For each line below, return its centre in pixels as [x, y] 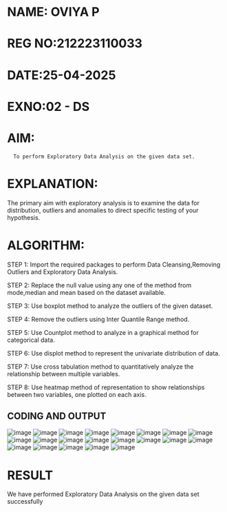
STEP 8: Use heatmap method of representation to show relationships [106, 387]
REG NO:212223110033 [75, 44]
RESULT [30, 475]
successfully [25, 502]
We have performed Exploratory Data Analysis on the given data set [103, 494]
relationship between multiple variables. [64, 373]
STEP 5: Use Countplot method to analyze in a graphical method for [103, 332]
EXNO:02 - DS [48, 106]
